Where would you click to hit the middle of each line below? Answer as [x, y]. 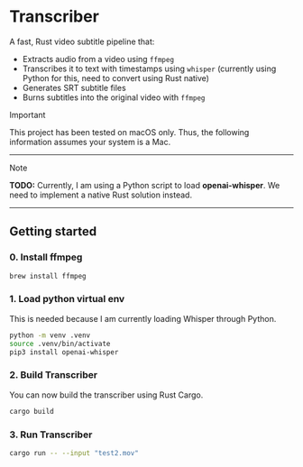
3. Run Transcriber [51, 435]
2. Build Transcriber [53, 375]
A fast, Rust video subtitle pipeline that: [82, 41]
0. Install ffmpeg [46, 257]
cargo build [32, 411]
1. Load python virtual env [67, 299]
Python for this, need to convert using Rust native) [116, 78]
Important [28, 114]
